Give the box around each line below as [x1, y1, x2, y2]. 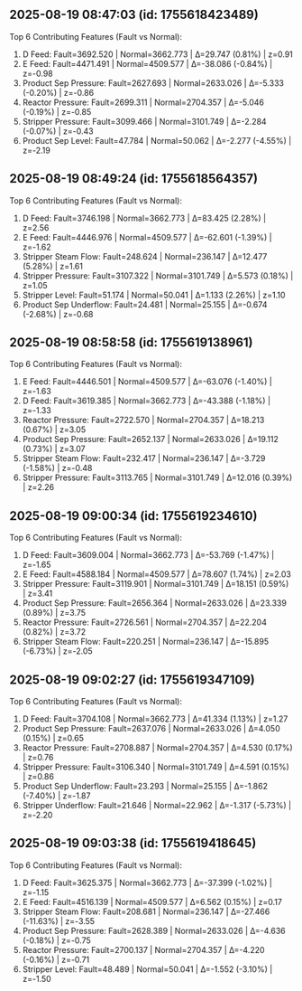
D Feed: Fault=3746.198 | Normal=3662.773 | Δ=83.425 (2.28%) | [22, 212, 267, 223]
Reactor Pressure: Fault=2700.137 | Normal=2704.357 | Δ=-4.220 [22, 944, 265, 955]
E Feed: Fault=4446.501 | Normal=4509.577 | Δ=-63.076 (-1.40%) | [22, 376, 272, 387]
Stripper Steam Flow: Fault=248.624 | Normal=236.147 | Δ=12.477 [22, 250, 268, 261]
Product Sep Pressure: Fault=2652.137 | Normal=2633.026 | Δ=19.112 [22, 434, 279, 445]
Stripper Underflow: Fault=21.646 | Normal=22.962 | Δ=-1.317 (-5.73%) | [22, 800, 291, 811]
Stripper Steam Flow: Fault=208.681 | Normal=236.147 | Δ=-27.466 [22, 906, 270, 917]
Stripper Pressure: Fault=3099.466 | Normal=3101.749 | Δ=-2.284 [22, 116, 268, 127]
